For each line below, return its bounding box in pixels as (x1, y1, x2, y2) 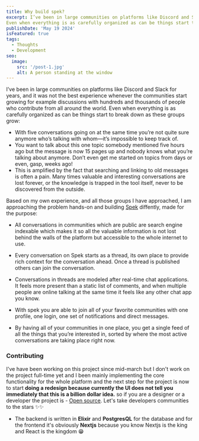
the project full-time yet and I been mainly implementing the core (6, 371, 165, 379)
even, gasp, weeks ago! (14, 160, 73, 168)
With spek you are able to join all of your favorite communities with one (14, 307, 188, 314)
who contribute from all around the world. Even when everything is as (6, 105, 176, 112)
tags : (6, 36, 20, 42)
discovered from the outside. (14, 185, 86, 193)
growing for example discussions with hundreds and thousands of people (6, 99, 185, 106)
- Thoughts (11, 42, 38, 48)
